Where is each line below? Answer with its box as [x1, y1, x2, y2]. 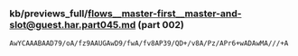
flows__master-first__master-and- [87, 7, 242, 20]
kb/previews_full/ [9, 7, 88, 20]
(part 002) [137, 18, 185, 31]
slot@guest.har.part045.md [9, 18, 136, 31]
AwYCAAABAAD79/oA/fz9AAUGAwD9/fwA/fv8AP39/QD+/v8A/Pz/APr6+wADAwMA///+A [9, 39, 289, 48]
